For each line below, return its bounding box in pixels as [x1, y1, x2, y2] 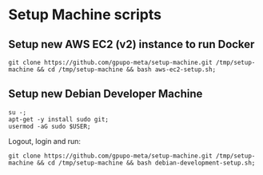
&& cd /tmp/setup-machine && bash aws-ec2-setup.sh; [37, 66, 217, 74]
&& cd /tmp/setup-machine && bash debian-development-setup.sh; [37, 158, 256, 167]
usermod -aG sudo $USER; [8, 122, 91, 130]
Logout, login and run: [8, 136, 82, 145]
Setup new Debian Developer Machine [8, 87, 203, 101]
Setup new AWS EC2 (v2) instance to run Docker [8, 38, 255, 51]
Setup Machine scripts [8, 6, 162, 24]
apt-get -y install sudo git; [8, 115, 110, 123]
